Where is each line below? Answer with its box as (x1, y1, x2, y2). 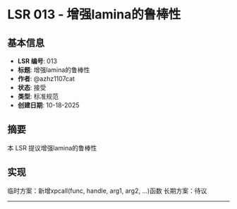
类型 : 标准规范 (17, 92, 59, 100)
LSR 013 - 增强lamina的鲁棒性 (7, 6, 181, 23)
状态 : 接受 (17, 83, 47, 92)
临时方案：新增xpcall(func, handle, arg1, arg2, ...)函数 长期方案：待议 (7, 186, 207, 195)
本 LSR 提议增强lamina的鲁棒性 (7, 143, 97, 152)
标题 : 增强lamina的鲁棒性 (17, 66, 90, 74)
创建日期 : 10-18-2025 (17, 101, 80, 109)
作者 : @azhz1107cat (17, 75, 75, 83)
